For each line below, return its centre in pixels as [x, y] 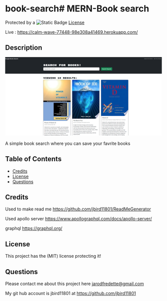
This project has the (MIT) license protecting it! [53, 256]
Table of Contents [34, 159]
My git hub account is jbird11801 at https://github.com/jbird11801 [71, 293]
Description [24, 48]
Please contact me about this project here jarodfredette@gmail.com [75, 284]
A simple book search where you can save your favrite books [68, 143]
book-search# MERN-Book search [77, 9]
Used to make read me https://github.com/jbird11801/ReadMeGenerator [78, 209]
